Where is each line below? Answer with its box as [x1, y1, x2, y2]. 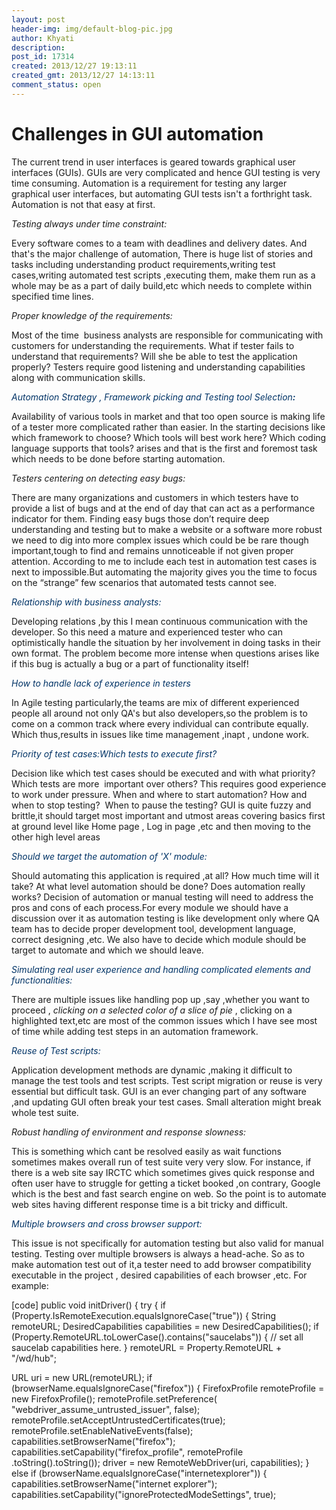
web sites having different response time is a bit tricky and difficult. [11, 1198, 288, 1210]
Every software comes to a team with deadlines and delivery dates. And [11, 237, 308, 249]
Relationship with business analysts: [11, 596, 162, 608]
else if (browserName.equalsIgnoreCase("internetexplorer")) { [11, 1467, 268, 1479]
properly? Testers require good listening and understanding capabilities [11, 361, 306, 373]
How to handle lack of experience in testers [11, 677, 191, 689]
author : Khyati [11, 33, 75, 43]
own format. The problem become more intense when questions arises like [11, 647, 320, 659]
